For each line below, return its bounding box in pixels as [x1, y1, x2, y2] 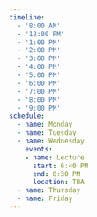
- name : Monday [17, 120, 73, 129]
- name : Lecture [25, 152, 86, 162]
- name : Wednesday [17, 136, 86, 145]
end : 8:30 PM [32, 169, 81, 178]
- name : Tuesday [17, 128, 77, 137]
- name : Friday [17, 194, 73, 204]
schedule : [9, 112, 46, 120]
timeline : [9, 12, 46, 22]
